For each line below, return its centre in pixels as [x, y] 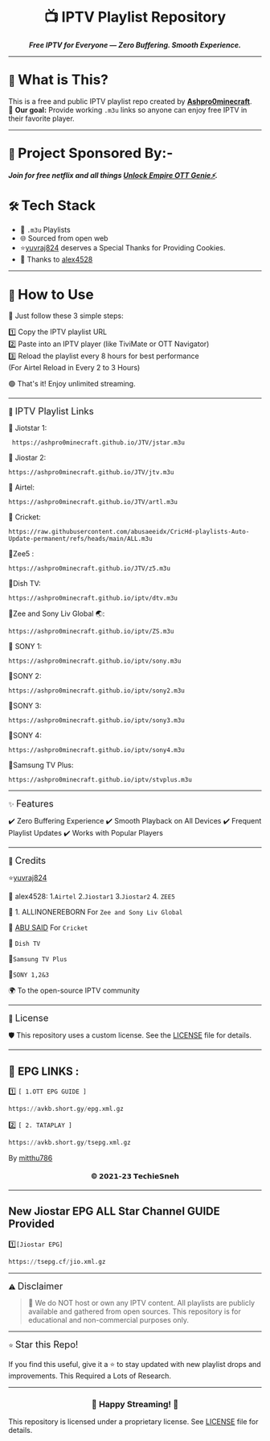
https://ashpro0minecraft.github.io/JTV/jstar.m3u [98, 443]
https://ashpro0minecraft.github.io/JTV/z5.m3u [90, 569]
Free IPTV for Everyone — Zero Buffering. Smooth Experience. [135, 45]
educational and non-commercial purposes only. [108, 1319]
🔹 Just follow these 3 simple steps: [66, 316]
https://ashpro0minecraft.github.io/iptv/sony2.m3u [96, 691]
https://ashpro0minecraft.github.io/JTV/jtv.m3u [91, 473]
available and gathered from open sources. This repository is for [134, 1311]
